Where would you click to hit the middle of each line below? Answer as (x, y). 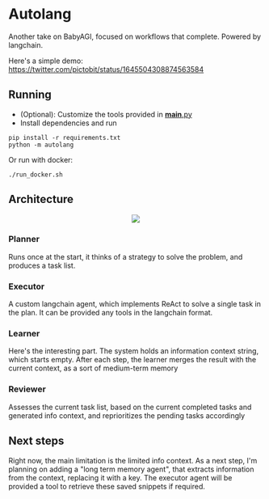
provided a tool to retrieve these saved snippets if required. (107, 486)
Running (30, 95)
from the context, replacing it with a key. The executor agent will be (120, 477)
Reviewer (27, 389)
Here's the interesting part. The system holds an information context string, (134, 351)
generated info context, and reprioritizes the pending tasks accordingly (127, 415)
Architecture (41, 199)
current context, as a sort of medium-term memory (93, 368)
